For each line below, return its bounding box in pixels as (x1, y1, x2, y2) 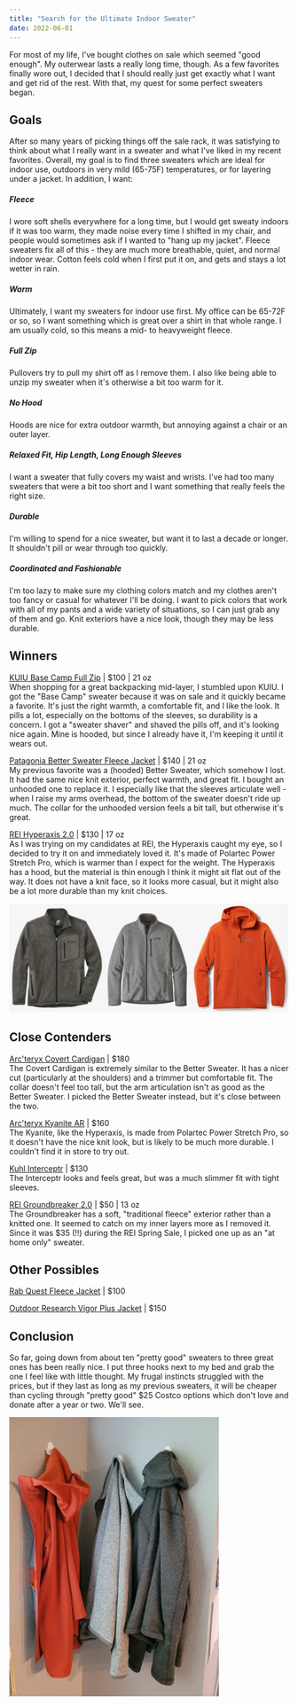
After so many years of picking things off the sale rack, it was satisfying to (9, 136, 280, 146)
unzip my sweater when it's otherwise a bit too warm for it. (9, 377, 224, 387)
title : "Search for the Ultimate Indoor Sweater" (9, 14, 197, 23)
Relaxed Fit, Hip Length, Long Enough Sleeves (9, 449, 182, 460)
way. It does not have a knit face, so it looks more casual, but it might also (9, 876, 279, 887)
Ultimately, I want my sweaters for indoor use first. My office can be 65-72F (9, 306, 286, 317)
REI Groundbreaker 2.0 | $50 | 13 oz (9, 1199, 140, 1209)
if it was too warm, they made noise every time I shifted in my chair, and (9, 226, 272, 237)
